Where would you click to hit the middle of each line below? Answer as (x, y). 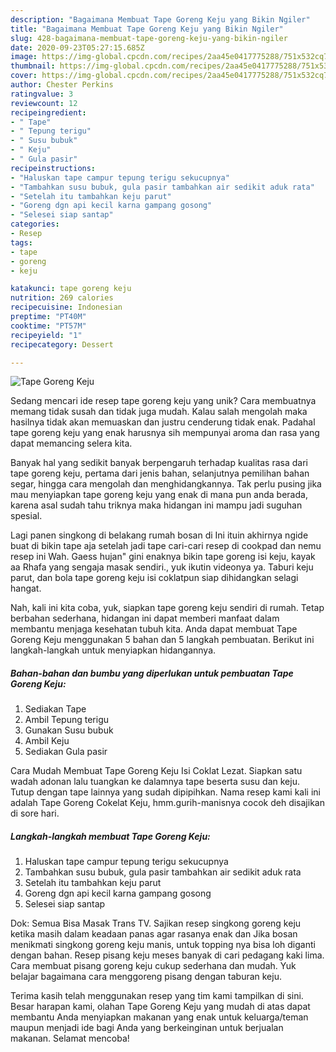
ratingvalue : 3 (42, 94)
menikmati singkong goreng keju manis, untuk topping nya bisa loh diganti (163, 945)
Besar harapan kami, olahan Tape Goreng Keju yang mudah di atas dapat (160, 1007)
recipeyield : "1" (46, 335)
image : (24, 57)
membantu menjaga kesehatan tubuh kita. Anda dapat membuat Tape (154, 629)
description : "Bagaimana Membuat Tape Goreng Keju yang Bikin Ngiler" (160, 19)
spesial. (26, 516)
